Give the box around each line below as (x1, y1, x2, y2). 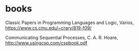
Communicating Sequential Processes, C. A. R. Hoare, (5, 34, 118, 40)
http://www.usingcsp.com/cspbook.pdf (5, 39, 88, 45)
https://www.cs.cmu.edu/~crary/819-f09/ (5, 24, 92, 30)
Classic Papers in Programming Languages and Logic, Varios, (5, 19, 134, 25)
